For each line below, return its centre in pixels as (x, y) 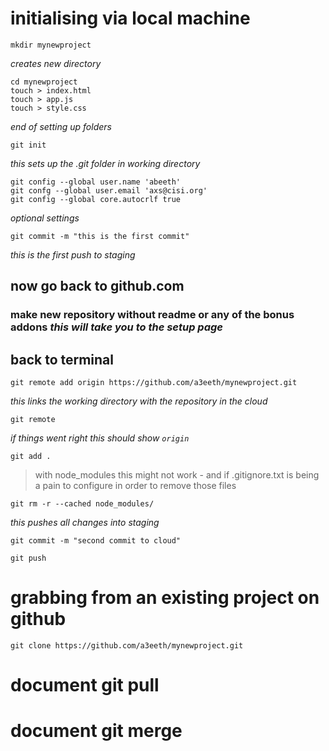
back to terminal (62, 359)
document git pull (85, 685)
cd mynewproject (44, 82)
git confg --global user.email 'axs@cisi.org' (109, 190)
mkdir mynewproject (51, 45)
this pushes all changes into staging (85, 523)
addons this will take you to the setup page (116, 327)
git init (28, 145)
